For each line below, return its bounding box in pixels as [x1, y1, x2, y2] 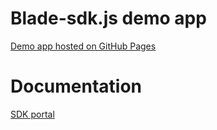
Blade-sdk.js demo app [10, 7, 207, 30]
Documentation [10, 75, 143, 98]
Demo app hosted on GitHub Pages [10, 40, 157, 52]
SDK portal [10, 108, 55, 120]
